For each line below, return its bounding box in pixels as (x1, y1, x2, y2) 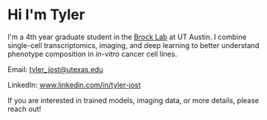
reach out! (7, 104, 42, 114)
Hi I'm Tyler (7, 6, 86, 24)
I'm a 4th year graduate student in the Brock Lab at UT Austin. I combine (7, 32, 247, 42)
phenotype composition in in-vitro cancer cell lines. (7, 49, 178, 58)
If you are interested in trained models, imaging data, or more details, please (7, 95, 260, 105)
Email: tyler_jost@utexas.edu (7, 64, 103, 74)
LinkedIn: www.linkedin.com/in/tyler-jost (7, 80, 141, 90)
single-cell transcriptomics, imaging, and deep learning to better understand (7, 40, 260, 50)
